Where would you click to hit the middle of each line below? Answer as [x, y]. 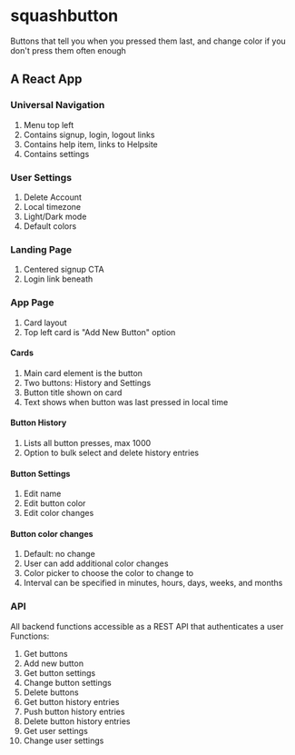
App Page [32, 303]
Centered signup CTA [64, 270]
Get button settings [59, 672]
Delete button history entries [77, 721]
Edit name [42, 494]
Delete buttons [51, 692]
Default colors [50, 226]
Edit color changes [59, 513]
